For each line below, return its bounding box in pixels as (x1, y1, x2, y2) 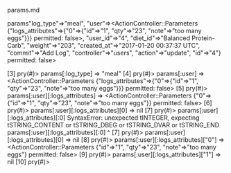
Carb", (7, 42, 26, 49)
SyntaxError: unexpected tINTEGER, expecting (67, 113, 200, 122)
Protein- (191, 34, 215, 42)
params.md (7, 6, 40, 14)
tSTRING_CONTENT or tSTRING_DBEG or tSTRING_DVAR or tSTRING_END (7, 121, 220, 129)
